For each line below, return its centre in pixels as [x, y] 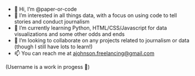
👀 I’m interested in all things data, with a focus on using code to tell [95, 15]
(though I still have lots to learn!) [53, 47]
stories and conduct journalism [52, 22]
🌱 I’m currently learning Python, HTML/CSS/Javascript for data [90, 28]
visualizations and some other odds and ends [69, 34]
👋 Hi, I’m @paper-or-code [45, 9]
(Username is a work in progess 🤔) [48, 67]
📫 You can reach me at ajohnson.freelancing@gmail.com [84, 53]
